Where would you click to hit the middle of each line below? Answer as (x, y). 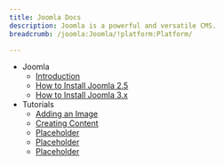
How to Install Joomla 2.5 (82, 86)
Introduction (58, 76)
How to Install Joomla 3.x (82, 95)
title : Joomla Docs (45, 17)
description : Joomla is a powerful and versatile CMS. (113, 26)
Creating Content (67, 123)
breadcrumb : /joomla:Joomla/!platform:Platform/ (101, 34)
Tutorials (38, 105)
